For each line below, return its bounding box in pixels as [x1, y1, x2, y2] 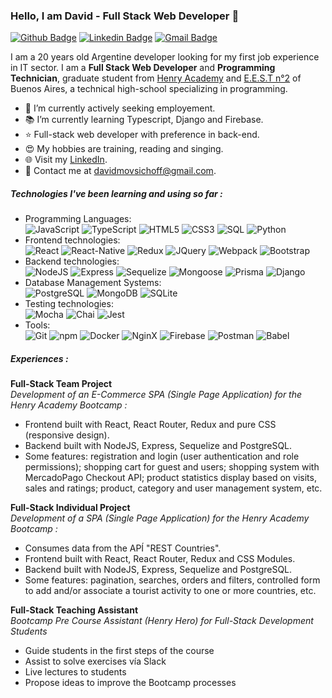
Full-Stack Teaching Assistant [10, 604, 139, 616]
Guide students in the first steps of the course [24, 645, 215, 657]
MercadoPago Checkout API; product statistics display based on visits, [24, 472, 317, 484]
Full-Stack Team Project [10, 378, 113, 390]
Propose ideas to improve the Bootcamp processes [24, 677, 237, 689]
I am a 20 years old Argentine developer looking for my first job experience [10, 51, 320, 63]
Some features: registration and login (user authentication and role [24, 450, 300, 463]
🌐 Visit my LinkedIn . [24, 154, 108, 166]
